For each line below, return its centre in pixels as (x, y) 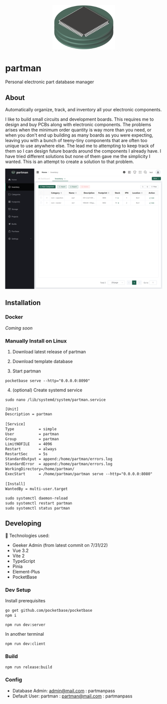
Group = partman (32, 439)
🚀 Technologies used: (27, 535)
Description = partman (29, 414)
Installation (23, 303)
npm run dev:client (25, 644)
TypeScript (24, 561)
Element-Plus (26, 571)
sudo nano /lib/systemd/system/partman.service (56, 400)
